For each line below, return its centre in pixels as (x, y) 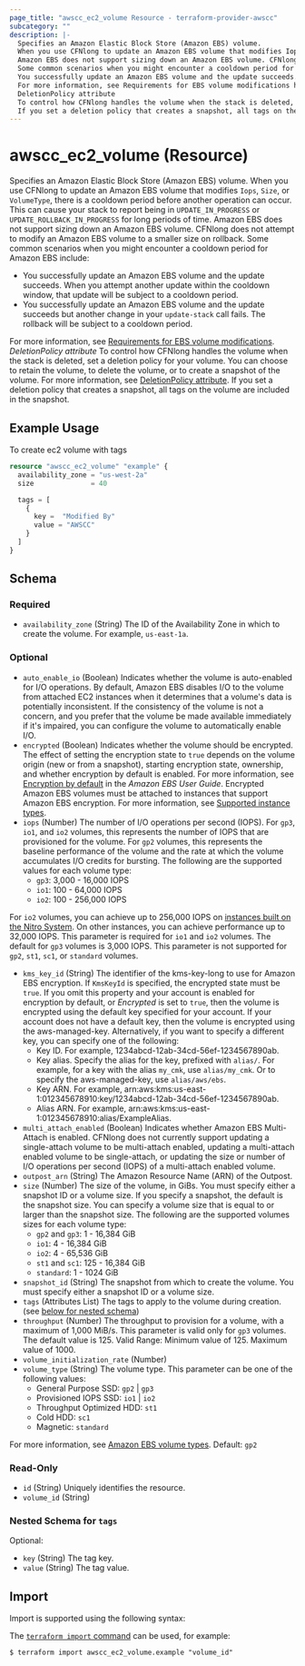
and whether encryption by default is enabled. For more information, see (158, 774)
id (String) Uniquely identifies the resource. (104, 1488)
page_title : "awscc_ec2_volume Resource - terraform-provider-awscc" (144, 18)
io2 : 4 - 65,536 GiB (72, 1253)
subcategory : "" (40, 26)
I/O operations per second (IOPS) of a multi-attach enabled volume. (149, 1166)
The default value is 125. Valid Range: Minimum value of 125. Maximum (155, 1340)
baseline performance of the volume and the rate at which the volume (153, 851)
